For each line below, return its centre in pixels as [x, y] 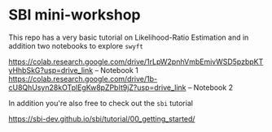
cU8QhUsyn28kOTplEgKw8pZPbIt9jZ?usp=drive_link [97, 87]
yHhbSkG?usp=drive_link [51, 70]
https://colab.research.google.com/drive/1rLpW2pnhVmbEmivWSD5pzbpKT [136, 62]
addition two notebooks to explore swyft [76, 45]
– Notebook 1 [116, 70]
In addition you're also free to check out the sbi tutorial [101, 103]
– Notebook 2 [211, 87]
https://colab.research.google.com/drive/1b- [83, 79]
